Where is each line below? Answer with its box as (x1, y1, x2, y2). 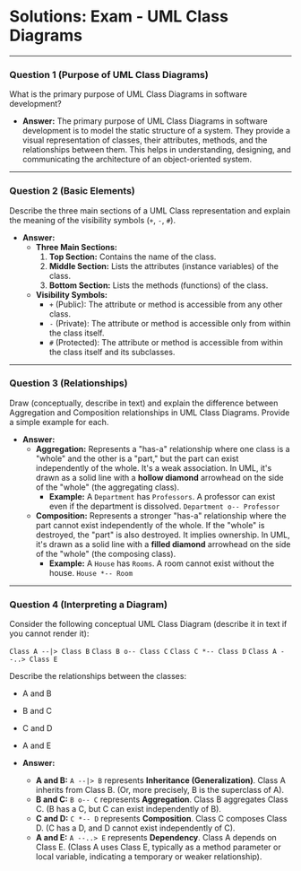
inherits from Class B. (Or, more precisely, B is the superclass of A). (35, 785, 285, 796)
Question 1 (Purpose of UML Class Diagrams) (9, 68, 209, 81)
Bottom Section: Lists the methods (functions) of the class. (48, 280, 269, 291)
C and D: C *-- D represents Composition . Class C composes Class (35, 814, 288, 824)
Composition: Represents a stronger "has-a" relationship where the (35, 510, 287, 521)
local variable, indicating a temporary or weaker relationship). (35, 851, 262, 862)
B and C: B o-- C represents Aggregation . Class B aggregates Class (35, 794, 288, 805)
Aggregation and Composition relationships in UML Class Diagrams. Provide (9, 406, 290, 418)
